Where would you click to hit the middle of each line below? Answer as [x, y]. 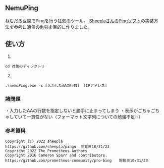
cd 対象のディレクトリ [25, 66]
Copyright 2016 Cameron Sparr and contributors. [56, 156]
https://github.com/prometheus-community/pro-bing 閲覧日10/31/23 [77, 161]
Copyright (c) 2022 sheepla [34, 141]
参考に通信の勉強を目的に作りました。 [53, 27]
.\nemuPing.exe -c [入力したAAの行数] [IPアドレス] [56, 85]
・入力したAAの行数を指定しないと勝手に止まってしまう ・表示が [72, 111]
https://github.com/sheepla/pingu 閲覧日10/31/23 [57, 147]
